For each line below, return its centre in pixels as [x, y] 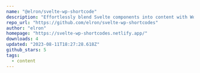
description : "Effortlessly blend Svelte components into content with [97, 17]
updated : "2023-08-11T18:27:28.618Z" [53, 45]
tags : [13, 55]
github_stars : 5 [26, 50]
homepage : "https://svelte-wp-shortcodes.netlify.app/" [77, 34]
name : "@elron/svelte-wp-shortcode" [51, 11]
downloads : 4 [22, 39]
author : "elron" [26, 28]
